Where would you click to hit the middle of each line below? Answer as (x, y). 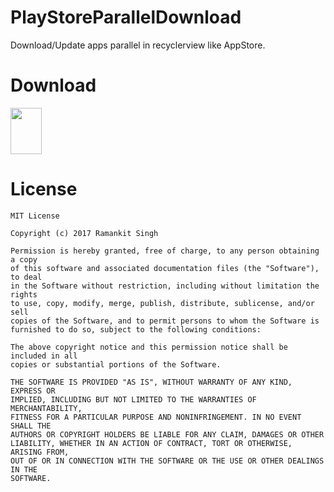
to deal (26, 277)
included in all (44, 356)
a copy (24, 259)
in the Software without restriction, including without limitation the (165, 286)
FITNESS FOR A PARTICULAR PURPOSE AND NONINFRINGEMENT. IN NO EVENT (156, 417)
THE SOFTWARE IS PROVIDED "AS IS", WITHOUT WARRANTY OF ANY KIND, (151, 382)
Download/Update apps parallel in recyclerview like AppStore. (138, 45)
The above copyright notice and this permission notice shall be (149, 347)
